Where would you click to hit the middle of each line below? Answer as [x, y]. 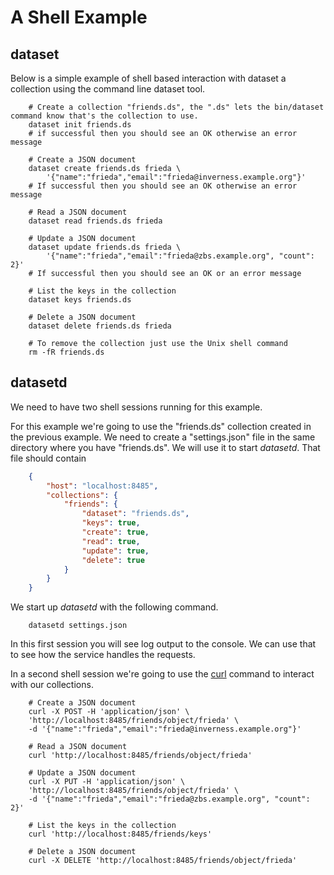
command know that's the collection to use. [104, 116]
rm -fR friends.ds [66, 352]
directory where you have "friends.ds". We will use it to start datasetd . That [165, 447]
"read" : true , [111, 541]
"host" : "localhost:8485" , [102, 486]
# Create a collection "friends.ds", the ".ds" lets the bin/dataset [176, 107]
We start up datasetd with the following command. [114, 607]
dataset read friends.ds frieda [95, 221]
